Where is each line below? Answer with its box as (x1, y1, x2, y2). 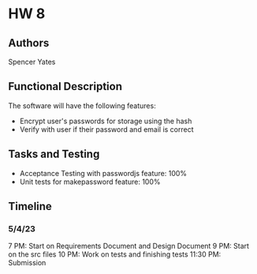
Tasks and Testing (8, 148, 100, 161)
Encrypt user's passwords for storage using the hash (19, 116, 192, 126)
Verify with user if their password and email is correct (19, 124, 195, 134)
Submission (8, 258, 47, 268)
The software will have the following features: (8, 100, 156, 111)
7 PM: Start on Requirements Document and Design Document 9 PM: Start (8, 242, 250, 251)
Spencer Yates (8, 57, 56, 66)
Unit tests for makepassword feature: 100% (19, 177, 161, 186)
